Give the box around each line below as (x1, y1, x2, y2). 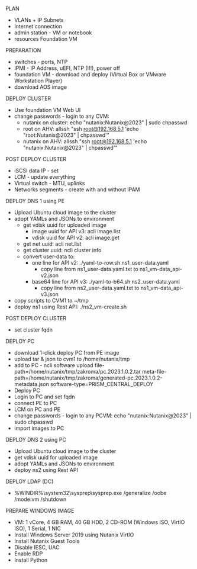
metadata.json (14, 381, 50, 387)
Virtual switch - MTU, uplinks (14, 180, 85, 187)
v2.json (40, 272, 59, 279)
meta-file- (142, 368, 167, 375)
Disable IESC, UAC (14, 544, 60, 551)
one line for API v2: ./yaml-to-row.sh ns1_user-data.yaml (31, 259, 169, 266)
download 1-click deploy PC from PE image (14, 349, 120, 356)
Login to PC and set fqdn (14, 393, 75, 400)
